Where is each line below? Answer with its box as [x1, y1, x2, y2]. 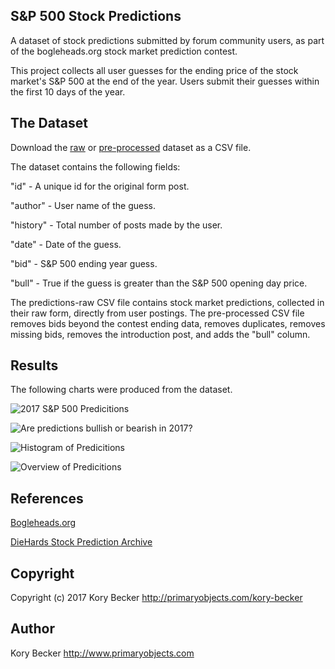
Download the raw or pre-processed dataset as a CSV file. [10, 141, 252, 153]
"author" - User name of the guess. [10, 199, 157, 211]
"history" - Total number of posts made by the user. [10, 219, 223, 231]
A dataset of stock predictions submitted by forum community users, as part [10, 34, 325, 46]
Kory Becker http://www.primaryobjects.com [10, 647, 195, 659]
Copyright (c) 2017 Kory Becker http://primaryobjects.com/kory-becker [10, 592, 303, 604]
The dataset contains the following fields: [10, 160, 181, 173]
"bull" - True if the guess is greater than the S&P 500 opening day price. [10, 277, 308, 289]
